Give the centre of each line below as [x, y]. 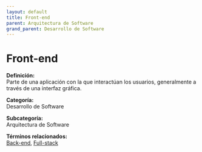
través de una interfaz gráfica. [44, 88]
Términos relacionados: [37, 136]
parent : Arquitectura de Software [50, 23]
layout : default [27, 12]
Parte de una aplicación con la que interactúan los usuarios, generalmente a [101, 82]
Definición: [21, 76]
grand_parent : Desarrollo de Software [55, 29]
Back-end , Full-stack [32, 143]
